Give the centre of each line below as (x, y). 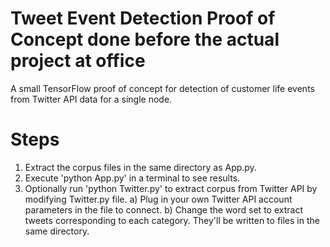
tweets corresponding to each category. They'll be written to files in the (172, 220)
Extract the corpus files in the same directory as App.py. (140, 167)
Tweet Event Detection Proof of (143, 18)
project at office (78, 61)
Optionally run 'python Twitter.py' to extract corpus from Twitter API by (171, 188)
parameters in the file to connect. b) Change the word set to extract (163, 209)
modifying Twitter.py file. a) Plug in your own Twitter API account (158, 199)
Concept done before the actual (145, 39)
